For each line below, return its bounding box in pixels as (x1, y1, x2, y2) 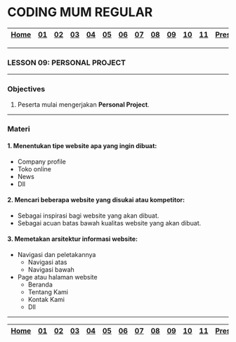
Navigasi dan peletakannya (17, 251, 96, 259)
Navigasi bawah (27, 265, 75, 274)
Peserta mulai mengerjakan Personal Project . (17, 100, 150, 109)
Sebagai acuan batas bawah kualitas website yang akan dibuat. (17, 218, 202, 227)
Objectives (7, 84, 46, 94)
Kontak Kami (27, 296, 65, 304)
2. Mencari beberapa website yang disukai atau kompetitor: (7, 196, 185, 204)
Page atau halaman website (17, 273, 98, 282)
